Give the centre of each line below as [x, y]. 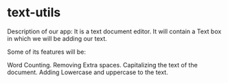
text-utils [34, 13]
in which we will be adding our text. [57, 38]
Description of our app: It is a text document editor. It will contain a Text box [114, 31]
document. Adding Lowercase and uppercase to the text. [88, 72]
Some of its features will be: [47, 52]
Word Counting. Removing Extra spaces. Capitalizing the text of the [102, 65]
